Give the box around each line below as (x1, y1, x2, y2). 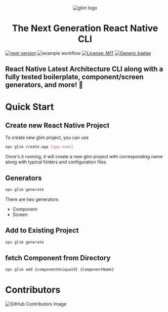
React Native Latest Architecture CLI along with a (5, 65, 163, 74)
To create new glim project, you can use (5, 134, 89, 141)
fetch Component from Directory (5, 254, 111, 262)
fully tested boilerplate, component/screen (5, 73, 144, 81)
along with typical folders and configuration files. (5, 159, 107, 165)
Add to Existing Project (5, 226, 79, 235)
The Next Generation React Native (12, 23, 158, 34)
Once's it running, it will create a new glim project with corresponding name (5, 154, 163, 160)
